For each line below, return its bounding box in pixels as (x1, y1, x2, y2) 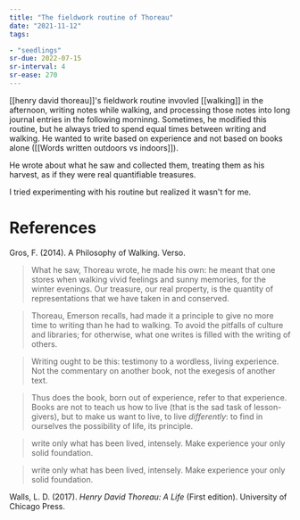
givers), (30, 411, 60, 422)
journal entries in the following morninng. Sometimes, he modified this (9, 113, 267, 125)
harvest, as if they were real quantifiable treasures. (9, 169, 196, 179)
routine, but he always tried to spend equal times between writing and (9, 123, 267, 134)
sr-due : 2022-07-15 (9, 54, 82, 63)
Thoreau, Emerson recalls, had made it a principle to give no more (30, 310, 274, 321)
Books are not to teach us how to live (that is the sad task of (30, 401, 253, 412)
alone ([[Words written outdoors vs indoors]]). (9, 142, 179, 153)
